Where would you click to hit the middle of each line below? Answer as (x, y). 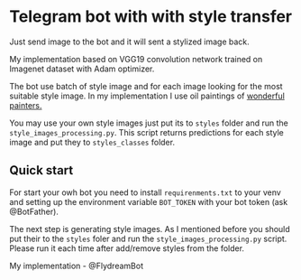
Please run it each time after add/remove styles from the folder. (127, 248)
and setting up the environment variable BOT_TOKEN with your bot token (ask (149, 201)
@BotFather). (34, 211)
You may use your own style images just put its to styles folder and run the (149, 123)
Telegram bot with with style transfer (151, 17)
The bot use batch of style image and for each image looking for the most (146, 86)
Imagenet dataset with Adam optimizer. (82, 69)
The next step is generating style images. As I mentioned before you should (150, 229)
